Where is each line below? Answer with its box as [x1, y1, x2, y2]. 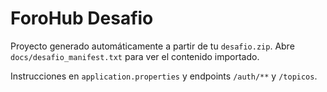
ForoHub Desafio [10, 7, 154, 30]
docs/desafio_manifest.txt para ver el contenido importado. [10, 50, 260, 62]
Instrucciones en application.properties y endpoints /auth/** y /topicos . [10, 70, 318, 82]
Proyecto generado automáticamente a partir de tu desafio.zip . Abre [10, 40, 295, 52]
